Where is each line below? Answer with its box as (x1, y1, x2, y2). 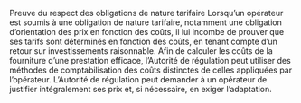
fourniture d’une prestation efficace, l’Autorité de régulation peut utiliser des (9, 56, 291, 65)
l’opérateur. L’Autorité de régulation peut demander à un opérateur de (9, 74, 268, 84)
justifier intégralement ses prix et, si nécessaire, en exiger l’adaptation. (9, 84, 273, 94)
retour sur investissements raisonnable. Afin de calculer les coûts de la (9, 46, 273, 56)
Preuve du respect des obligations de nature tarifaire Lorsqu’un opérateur (9, 8, 284, 18)
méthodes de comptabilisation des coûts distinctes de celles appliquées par (9, 64, 292, 75)
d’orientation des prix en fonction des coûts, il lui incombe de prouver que (9, 27, 285, 37)
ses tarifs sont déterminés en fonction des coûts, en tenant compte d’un (9, 36, 278, 47)
